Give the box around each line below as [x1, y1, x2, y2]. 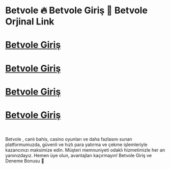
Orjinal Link [5, 16, 54, 28]
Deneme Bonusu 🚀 [5, 158, 44, 164]
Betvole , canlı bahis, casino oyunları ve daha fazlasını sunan [5, 136, 132, 142]
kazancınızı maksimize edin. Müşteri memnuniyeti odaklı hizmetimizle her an [5, 147, 165, 153]
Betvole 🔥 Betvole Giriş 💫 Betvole [5, 5, 148, 16]
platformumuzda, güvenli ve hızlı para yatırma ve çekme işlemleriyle [5, 141, 148, 148]
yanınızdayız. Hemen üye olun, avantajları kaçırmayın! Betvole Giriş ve [5, 152, 152, 158]
